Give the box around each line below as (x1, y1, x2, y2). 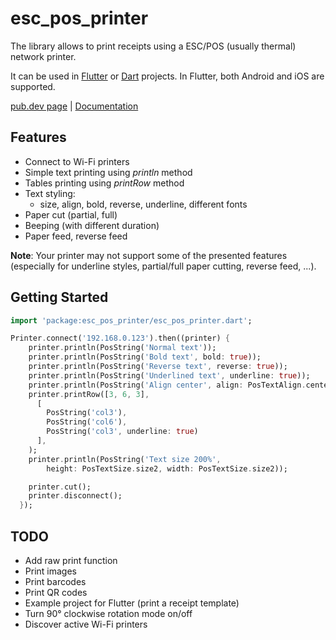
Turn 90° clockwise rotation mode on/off (24, 608, 193, 619)
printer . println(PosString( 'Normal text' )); (28, 343, 217, 353)
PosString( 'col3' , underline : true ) (46, 427, 199, 437)
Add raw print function (24, 555, 118, 566)
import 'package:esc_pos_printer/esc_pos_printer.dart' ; (10, 315, 253, 326)
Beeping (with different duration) (24, 219, 160, 231)
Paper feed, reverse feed (24, 230, 128, 242)
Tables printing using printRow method (24, 177, 185, 189)
